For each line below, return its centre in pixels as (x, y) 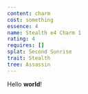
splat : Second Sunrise (40, 52)
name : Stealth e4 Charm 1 (44, 33)
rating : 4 (21, 39)
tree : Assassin (29, 64)
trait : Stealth (29, 58)
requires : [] (26, 45)
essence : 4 (23, 26)
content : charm (29, 13)
